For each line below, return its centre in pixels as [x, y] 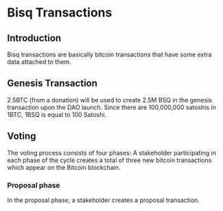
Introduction [34, 38]
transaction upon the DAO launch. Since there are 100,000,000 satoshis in [111, 107]
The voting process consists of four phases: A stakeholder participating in [111, 153]
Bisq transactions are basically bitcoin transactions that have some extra [109, 54]
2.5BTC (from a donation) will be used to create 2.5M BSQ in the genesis [110, 100]
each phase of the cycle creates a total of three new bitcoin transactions [109, 160]
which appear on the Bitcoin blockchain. [64, 167]
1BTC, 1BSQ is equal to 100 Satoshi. [57, 114]
